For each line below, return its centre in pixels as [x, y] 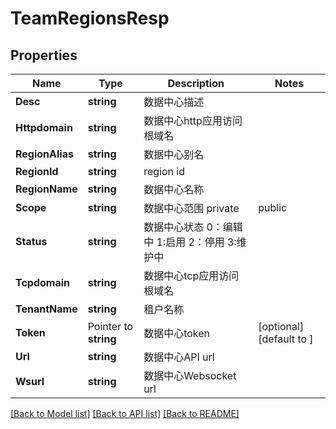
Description [196, 83]
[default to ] [286, 339]
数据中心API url [179, 357]
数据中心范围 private [191, 208]
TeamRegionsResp [90, 18]
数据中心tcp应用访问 [191, 275]
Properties [44, 55]
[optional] [281, 326]
